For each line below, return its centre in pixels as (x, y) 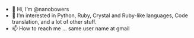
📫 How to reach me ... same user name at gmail (71, 28)
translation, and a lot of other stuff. (54, 22)
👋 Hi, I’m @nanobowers (40, 9)
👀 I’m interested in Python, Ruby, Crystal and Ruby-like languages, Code (100, 15)
